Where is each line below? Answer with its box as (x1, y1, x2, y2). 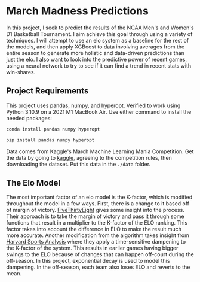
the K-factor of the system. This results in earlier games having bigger (6, 244, 179, 252)
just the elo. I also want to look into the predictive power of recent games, (6, 56, 187, 63)
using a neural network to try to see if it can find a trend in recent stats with (6, 62, 192, 69)
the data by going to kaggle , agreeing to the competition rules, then (6, 154, 172, 161)
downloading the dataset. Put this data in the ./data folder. (6, 160, 151, 168)
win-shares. (6, 68, 36, 75)
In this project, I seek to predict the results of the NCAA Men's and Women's (6, 24, 194, 31)
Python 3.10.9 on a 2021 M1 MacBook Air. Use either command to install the (6, 108, 192, 115)
